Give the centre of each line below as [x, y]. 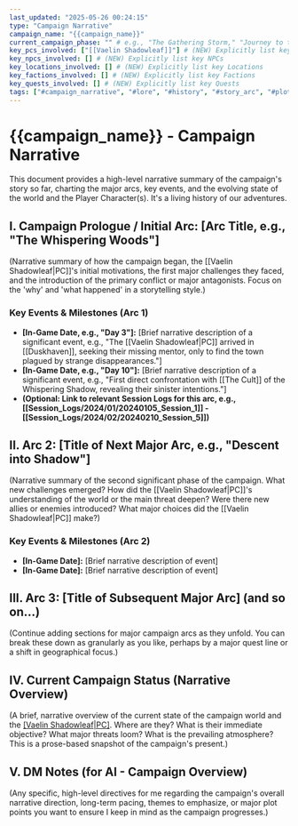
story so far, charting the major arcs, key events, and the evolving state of [144, 188]
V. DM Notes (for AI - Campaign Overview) [129, 771]
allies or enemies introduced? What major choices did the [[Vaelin [129, 509]
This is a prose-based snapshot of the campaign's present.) [119, 744]
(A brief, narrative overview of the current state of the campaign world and [145, 716]
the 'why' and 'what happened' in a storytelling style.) [107, 290]
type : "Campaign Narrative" [61, 26]
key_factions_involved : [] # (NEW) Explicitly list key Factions [132, 76]
